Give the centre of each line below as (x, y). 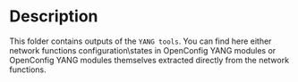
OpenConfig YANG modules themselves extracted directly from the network (149, 60)
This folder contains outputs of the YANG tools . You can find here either (140, 41)
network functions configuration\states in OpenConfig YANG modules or (143, 50)
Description (54, 16)
